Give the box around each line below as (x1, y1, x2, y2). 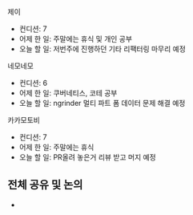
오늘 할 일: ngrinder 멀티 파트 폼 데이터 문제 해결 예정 (18, 99, 186, 107)
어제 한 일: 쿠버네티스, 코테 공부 (18, 88, 118, 98)
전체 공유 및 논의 (7, 178, 83, 192)
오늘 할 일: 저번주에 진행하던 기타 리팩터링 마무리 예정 (18, 44, 186, 54)
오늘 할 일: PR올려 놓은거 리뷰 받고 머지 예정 (18, 152, 157, 162)
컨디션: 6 (18, 79, 48, 87)
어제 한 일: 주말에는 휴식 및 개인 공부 (18, 34, 133, 43)
